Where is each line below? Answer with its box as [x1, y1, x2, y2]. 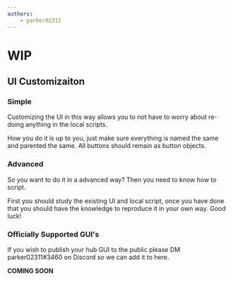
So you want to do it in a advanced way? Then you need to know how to [7, 175, 217, 184]
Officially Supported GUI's [7, 229, 100, 239]
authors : [7, 10, 33, 18]
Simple [7, 97, 32, 106]
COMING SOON [7, 266, 54, 275]
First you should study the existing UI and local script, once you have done [7, 196, 225, 205]
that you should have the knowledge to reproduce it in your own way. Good [7, 204, 226, 212]
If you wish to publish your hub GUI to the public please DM [7, 245, 181, 253]
